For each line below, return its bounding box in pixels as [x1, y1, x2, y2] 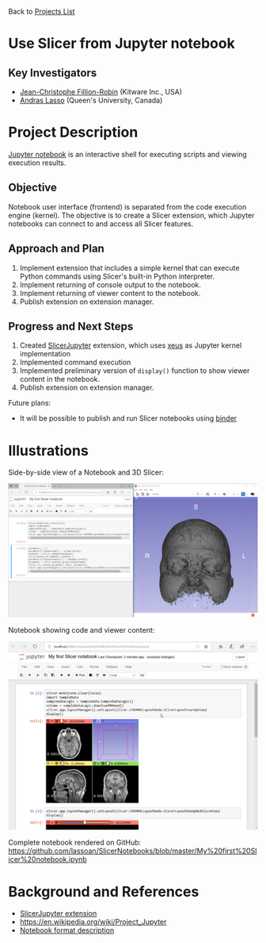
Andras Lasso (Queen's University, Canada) [19, 95, 163, 105]
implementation [19, 349, 71, 359]
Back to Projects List [8, 7, 75, 16]
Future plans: [8, 398, 51, 408]
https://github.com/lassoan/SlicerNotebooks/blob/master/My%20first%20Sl [8, 846, 257, 856]
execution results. [8, 158, 66, 167]
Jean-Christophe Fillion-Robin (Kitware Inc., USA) [19, 87, 183, 96]
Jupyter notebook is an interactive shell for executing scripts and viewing [8, 149, 247, 159]
